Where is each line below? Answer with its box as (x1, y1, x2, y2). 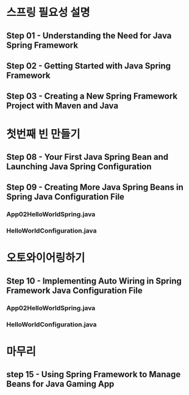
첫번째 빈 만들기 (6, 127, 80, 141)
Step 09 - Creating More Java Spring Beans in (6, 182, 184, 193)
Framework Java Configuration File (6, 285, 143, 296)
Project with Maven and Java (6, 100, 119, 111)
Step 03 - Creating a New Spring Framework (6, 91, 178, 102)
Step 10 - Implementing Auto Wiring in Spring (6, 276, 182, 286)
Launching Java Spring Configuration (6, 161, 152, 171)
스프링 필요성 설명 (6, 6, 90, 20)
